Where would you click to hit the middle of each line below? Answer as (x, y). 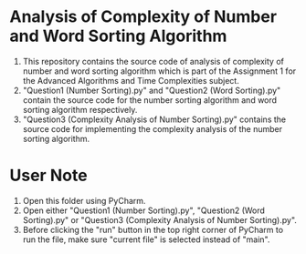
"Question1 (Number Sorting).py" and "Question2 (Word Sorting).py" (152, 90)
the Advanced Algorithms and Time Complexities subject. (131, 80)
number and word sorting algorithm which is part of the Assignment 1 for (159, 71)
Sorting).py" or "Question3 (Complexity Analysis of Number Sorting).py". (159, 219)
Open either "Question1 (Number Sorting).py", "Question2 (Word (143, 210)
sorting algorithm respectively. (80, 109)
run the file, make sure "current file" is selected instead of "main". (146, 239)
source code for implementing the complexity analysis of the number (153, 128)
